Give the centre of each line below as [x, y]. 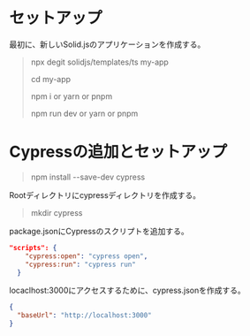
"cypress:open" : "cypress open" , [87, 256]
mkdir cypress [57, 212]
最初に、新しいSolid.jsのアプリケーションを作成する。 [107, 44]
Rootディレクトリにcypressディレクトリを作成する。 [105, 195]
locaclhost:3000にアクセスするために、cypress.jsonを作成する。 [127, 290]
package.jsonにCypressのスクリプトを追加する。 [99, 231]
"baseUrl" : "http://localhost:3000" [84, 316]
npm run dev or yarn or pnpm [84, 113]
